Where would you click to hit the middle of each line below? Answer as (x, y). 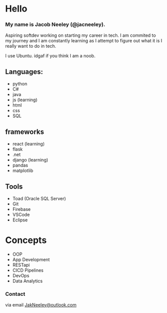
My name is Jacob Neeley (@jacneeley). (55, 25)
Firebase (22, 209)
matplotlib (23, 171)
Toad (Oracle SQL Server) (39, 198)
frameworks (25, 132)
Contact (15, 294)
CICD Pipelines (28, 270)
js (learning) (25, 100)
